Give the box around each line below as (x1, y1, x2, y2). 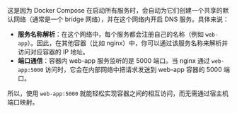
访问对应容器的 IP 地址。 (17, 48, 90, 56)
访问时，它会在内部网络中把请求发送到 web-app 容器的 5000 (45, 66, 223, 73)
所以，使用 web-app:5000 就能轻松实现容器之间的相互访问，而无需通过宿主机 (7, 89, 229, 97)
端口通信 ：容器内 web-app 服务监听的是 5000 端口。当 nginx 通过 (17, 56, 210, 65)
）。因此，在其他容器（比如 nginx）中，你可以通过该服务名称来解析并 (27, 39, 229, 47)
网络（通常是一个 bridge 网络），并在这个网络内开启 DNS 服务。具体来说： (13, 15, 230, 23)
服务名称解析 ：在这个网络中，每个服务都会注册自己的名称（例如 (17, 30, 204, 38)
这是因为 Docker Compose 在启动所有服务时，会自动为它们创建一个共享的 (7, 6, 223, 14)
